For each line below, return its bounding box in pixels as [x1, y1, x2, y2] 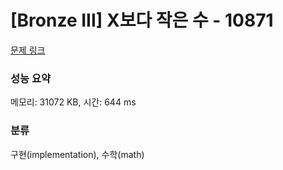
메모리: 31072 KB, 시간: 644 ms [10, 96, 137, 108]
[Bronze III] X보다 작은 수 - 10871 [10, 9, 274, 32]
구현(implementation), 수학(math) [10, 148, 145, 160]
